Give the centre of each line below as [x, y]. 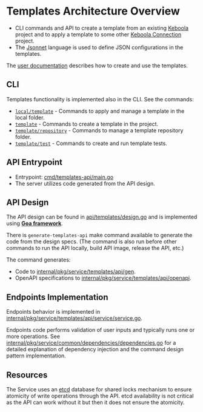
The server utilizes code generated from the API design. [85, 183]
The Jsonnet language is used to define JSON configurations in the [99, 47]
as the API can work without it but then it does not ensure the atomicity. [95, 402]
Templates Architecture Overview [93, 11]
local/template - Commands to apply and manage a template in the [100, 111]
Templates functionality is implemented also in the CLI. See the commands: [100, 99]
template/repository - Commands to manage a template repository [99, 130]
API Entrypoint [34, 162]
